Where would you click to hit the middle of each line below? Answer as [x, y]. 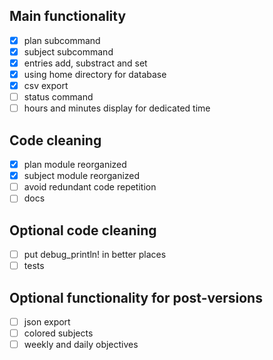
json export [47, 322]
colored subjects [58, 333]
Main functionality [68, 16]
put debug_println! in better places [95, 255]
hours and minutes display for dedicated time [117, 108]
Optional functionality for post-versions [136, 297]
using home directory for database [95, 74]
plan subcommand [62, 40]
